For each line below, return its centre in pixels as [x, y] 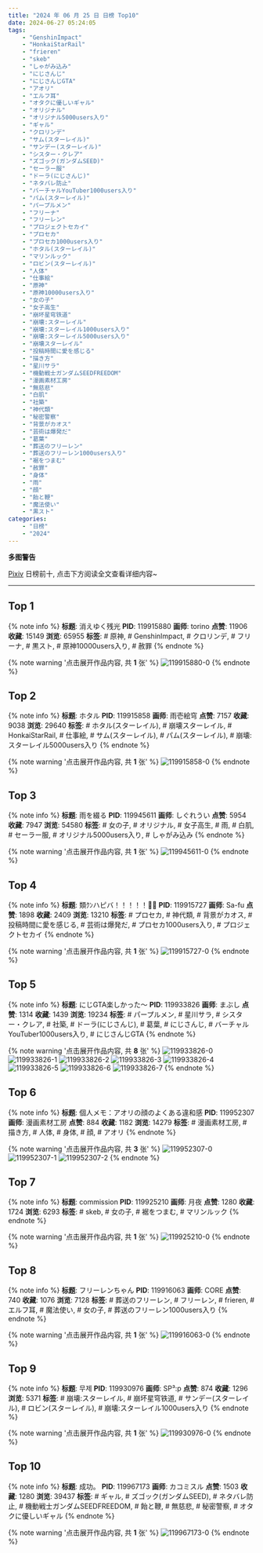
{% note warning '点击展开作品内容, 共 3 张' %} [85, 1149]
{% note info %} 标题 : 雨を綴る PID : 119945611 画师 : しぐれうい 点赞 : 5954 [127, 815]
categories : [27, 519]
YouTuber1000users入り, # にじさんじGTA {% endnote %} [102, 1034]
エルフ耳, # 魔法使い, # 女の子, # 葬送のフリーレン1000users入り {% [118, 1310]
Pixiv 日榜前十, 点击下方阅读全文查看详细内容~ [83, 573]
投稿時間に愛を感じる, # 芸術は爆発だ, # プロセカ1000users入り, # [115, 924]
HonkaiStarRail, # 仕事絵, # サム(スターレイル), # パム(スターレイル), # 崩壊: [130, 736]
